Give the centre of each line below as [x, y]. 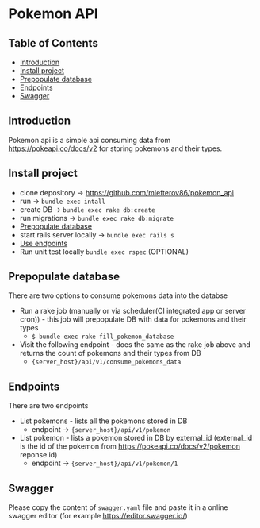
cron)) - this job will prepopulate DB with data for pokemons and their [133, 319]
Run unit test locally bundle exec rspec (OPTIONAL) [104, 252]
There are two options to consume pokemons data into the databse [118, 295]
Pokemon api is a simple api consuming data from [90, 140]
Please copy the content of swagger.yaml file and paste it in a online [118, 507]
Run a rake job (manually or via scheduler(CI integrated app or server [133, 311]
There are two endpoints [48, 406]
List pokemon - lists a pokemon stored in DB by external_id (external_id [136, 438]
